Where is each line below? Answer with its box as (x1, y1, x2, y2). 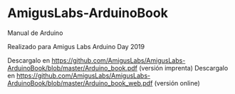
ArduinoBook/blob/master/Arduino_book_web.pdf (7, 78, 153, 87)
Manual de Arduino (7, 28, 63, 37)
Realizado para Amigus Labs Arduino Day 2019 (7, 42, 145, 51)
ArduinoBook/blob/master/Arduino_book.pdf (7, 63, 137, 72)
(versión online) (154, 78, 201, 87)
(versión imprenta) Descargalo (138, 63, 229, 72)
